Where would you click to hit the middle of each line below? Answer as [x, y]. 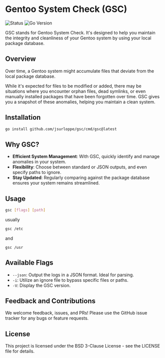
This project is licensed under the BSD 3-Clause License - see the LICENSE [83, 346]
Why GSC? [22, 144]
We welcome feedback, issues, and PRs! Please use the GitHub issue [76, 313]
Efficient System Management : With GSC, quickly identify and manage [86, 157]
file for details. [20, 351]
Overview [21, 59]
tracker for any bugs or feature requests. [47, 318]
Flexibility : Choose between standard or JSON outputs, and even [80, 167]
